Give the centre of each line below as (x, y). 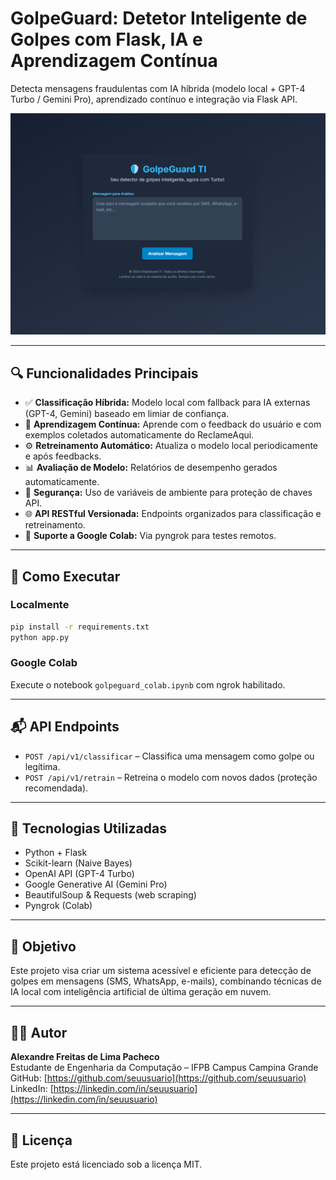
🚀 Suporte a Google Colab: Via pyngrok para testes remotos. (150, 536)
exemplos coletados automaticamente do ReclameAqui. (139, 435)
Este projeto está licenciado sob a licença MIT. (106, 1164)
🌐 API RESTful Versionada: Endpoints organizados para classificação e (173, 514)
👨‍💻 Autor (39, 1032)
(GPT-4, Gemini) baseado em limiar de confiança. (127, 414)
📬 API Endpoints (65, 727)
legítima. (42, 766)
